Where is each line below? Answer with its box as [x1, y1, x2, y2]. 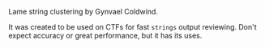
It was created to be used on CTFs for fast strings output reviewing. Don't [8, 22, 257, 31]
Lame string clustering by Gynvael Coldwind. [8, 7, 158, 16]
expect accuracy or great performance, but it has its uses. [8, 31, 203, 40]
